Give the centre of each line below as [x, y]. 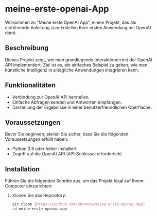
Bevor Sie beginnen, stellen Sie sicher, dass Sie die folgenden [67, 134]
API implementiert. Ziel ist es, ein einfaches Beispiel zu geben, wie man [76, 65]
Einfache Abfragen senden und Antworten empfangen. [67, 102]
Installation [22, 169]
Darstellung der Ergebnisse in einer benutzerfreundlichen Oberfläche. [82, 107]
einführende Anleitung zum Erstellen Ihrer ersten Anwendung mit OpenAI [78, 27]
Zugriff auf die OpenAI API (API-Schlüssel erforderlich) [67, 154]
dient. [11, 33]
